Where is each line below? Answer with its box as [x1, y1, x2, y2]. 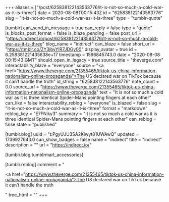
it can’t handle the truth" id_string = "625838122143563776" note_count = [5, 78, 159, 84]
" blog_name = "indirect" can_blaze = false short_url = [42, 41, 155, 47]
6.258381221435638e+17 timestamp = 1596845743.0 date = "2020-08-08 [5, 52, 160, 58]
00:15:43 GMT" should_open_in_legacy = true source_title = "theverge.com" [5, 57, 164, 63]
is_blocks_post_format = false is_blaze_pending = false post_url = [5, 30, 142, 36]
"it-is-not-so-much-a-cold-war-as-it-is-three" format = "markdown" [5, 106, 148, 111]
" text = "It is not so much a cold [96, 89, 163, 95]
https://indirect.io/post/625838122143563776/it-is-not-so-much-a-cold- [7, 35, 158, 41]
